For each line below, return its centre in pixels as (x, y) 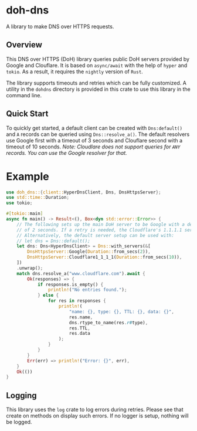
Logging (21, 396)
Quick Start (27, 114)
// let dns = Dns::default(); (54, 241)
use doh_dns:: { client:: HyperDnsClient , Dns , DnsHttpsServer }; (84, 192)
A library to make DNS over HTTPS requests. (60, 26)
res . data (80, 334)
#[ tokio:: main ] (25, 214)
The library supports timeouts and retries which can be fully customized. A (96, 83)
